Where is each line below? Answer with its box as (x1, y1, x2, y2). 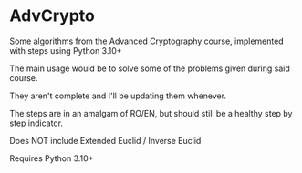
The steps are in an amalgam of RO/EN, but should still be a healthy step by (9, 107, 293, 118)
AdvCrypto (9, 5, 96, 26)
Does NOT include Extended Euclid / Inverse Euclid (9, 135, 202, 146)
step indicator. (9, 117, 64, 128)
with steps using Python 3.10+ (9, 45, 122, 56)
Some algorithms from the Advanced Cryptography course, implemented (9, 36, 285, 46)
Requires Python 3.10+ (9, 152, 94, 164)
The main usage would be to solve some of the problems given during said (9, 63, 290, 74)
